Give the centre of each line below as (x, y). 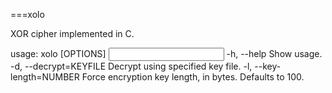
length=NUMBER (45, 77)
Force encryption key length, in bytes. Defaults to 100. (193, 77)
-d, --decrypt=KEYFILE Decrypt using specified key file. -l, (131, 66)
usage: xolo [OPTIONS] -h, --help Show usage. (166, 53)
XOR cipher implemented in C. (72, 33)
